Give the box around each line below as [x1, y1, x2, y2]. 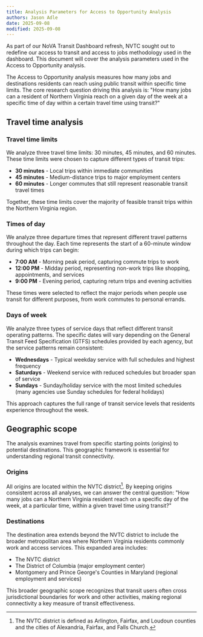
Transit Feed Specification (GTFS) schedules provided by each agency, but [6, 337, 193, 345]
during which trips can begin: [6, 246, 80, 254]
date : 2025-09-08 [6, 20, 50, 26]
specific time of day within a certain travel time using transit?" [6, 99, 160, 107]
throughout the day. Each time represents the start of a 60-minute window [6, 240, 192, 248]
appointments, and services [14, 271, 85, 278]
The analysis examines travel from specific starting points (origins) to [6, 440, 179, 447]
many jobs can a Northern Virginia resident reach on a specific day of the [6, 496, 189, 503]
